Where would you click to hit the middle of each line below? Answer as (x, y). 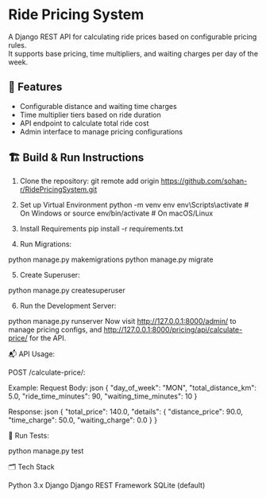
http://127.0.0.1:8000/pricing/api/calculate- (173, 329)
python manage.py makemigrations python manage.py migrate (111, 259)
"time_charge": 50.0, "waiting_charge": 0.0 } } (83, 420)
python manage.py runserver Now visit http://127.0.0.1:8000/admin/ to (122, 321)
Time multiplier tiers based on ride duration (90, 115)
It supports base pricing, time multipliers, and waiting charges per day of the (133, 53)
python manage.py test (46, 450)
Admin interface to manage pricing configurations (101, 131)
